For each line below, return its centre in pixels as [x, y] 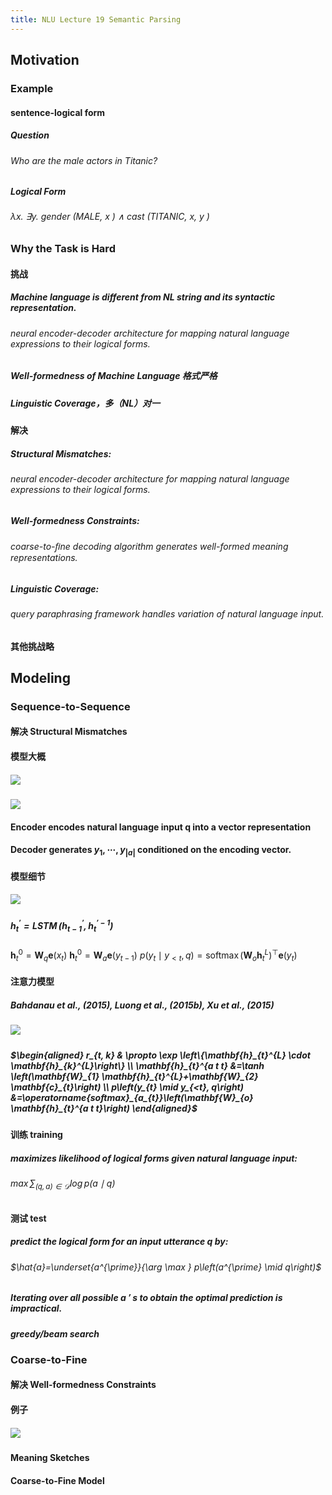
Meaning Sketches [50, 1458]
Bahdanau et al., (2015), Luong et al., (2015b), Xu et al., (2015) [142, 1005]
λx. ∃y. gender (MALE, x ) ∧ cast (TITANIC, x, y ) [110, 217]
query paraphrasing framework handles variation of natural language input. [167, 613]
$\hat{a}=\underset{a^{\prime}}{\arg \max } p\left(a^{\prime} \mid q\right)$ [166, 1267]
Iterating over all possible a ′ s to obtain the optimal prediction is [146, 1298]
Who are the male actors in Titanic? [84, 160]
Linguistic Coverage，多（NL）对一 [85, 403]
